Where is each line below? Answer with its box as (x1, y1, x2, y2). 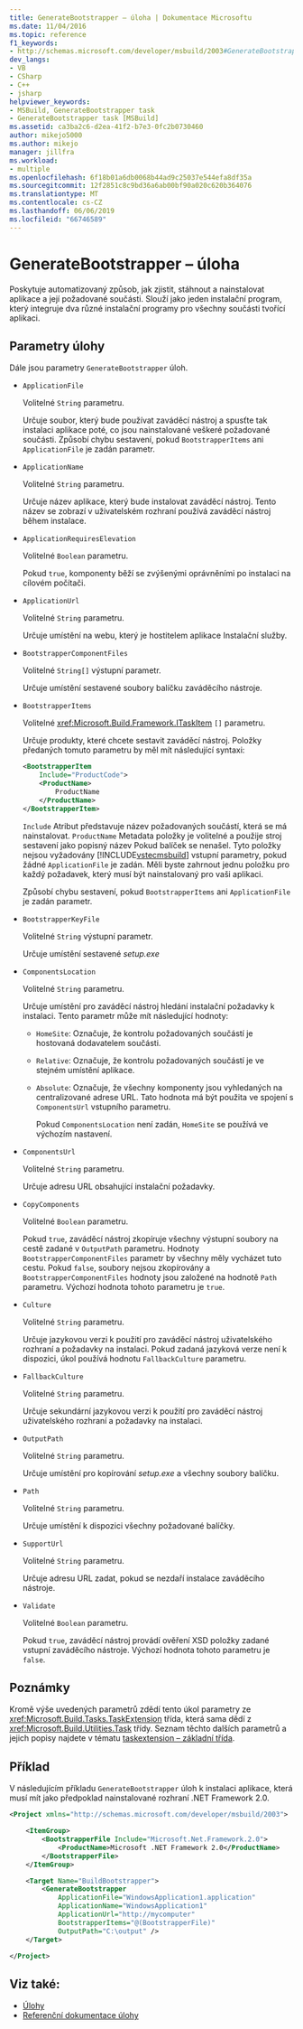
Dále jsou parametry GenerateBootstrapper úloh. (9, 362, 188, 373)
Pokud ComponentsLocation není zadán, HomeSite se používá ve (35, 1118, 269, 1129)
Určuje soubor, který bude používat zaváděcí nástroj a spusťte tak (22, 415, 268, 425)
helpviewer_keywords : (9, 97, 91, 107)
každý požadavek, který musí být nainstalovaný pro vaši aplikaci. (22, 868, 264, 879)
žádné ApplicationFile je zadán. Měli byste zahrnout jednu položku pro (22, 859, 290, 870)
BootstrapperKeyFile (22, 914, 100, 924)
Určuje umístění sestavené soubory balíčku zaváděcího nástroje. (22, 683, 263, 694)
